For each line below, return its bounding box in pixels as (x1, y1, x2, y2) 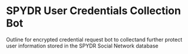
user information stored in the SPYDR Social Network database (6, 42, 159, 49)
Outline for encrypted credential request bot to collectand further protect (6, 36, 183, 43)
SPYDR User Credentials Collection (6, 4, 181, 18)
